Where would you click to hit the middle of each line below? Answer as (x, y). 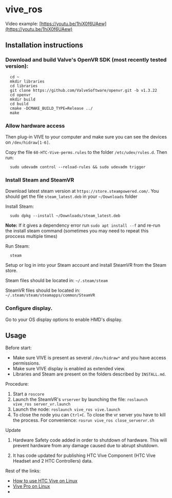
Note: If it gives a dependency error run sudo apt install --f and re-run (83, 225)
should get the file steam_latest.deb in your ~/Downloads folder (71, 196)
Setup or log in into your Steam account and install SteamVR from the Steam (86, 265)
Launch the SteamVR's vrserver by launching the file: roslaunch (80, 400)
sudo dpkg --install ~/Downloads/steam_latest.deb (65, 216)
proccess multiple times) (31, 236)
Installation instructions (44, 45)
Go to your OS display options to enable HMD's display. (64, 320)
